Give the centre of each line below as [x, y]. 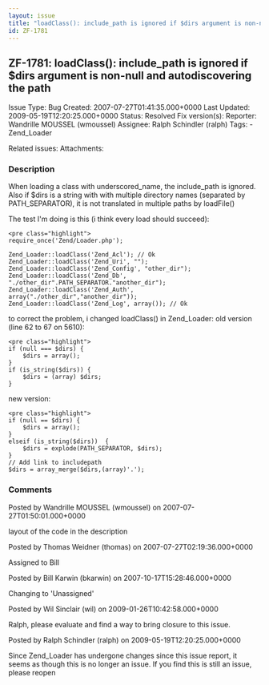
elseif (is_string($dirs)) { [59, 441]
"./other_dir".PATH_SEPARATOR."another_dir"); [87, 283]
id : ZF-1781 [28, 30]
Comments [30, 490]
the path [30, 88]
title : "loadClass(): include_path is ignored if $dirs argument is [125, 23]
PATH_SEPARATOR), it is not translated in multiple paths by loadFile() [122, 203]
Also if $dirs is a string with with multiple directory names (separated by [127, 195]
